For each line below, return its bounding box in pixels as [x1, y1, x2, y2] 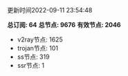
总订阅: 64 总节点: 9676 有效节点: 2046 [7, 21, 121, 29]
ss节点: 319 [17, 53, 50, 61]
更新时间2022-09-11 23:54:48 [7, 6, 93, 14]
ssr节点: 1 [17, 61, 45, 69]
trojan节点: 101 [17, 44, 59, 52]
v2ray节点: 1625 [17, 35, 64, 44]
